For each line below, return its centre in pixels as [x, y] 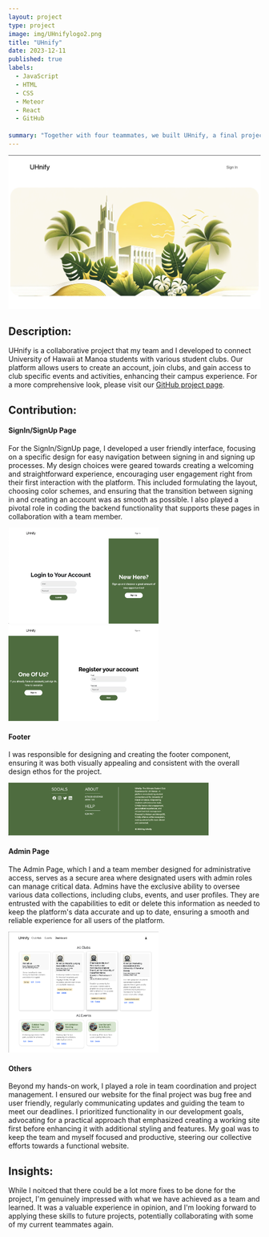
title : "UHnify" [35, 43]
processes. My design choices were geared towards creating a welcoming [131, 465]
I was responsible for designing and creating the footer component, [119, 755]
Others [20, 1068]
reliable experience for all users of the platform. [87, 920]
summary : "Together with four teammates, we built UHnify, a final [123, 136]
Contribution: [43, 410]
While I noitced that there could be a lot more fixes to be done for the [122, 1190]
